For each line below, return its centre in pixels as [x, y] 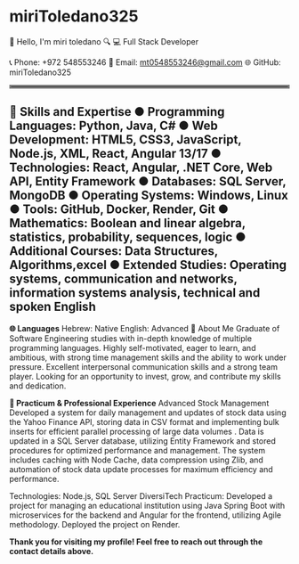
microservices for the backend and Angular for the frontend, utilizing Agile [145, 515]
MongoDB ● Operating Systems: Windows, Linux [149, 196]
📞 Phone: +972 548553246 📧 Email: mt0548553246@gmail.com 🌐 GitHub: [145, 62]
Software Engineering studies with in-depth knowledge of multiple [130, 338]
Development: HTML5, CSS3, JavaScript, [125, 140]
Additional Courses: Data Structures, [113, 251]
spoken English [53, 307]
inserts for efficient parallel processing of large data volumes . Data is [137, 431]
